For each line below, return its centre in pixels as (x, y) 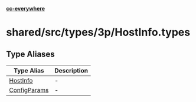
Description (71, 70)
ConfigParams (29, 90)
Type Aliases (30, 54)
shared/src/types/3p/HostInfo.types (98, 32)
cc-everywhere (26, 9)
